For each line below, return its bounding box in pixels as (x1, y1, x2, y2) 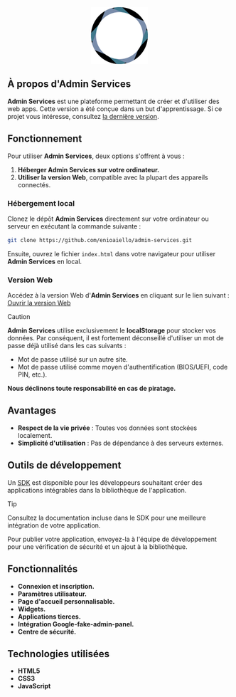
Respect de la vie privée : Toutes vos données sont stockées (17, 424, 198, 432)
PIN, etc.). (17, 370, 48, 379)
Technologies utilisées (7, 648, 110, 660)
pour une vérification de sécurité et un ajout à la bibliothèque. (7, 542, 188, 551)
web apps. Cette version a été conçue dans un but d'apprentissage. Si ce (7, 104, 222, 113)
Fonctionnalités (7, 563, 78, 575)
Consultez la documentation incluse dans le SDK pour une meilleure (7, 513, 206, 522)
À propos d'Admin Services (7, 78, 132, 90)
